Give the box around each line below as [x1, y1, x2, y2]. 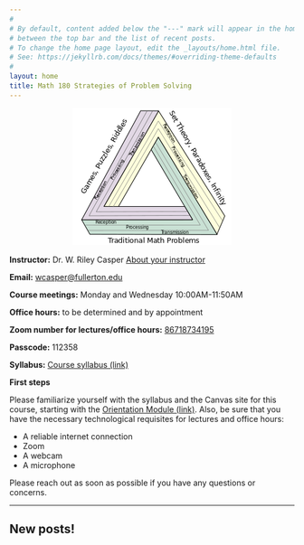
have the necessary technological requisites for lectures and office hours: [9, 413, 285, 424]
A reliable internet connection [22, 430, 133, 442]
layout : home [9, 72, 59, 81]
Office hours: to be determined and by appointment [9, 306, 204, 317]
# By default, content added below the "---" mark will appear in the [9, 23, 281, 33]
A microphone [22, 459, 76, 470]
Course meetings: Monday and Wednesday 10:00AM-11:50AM [9, 289, 243, 300]
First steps [9, 376, 51, 388]
